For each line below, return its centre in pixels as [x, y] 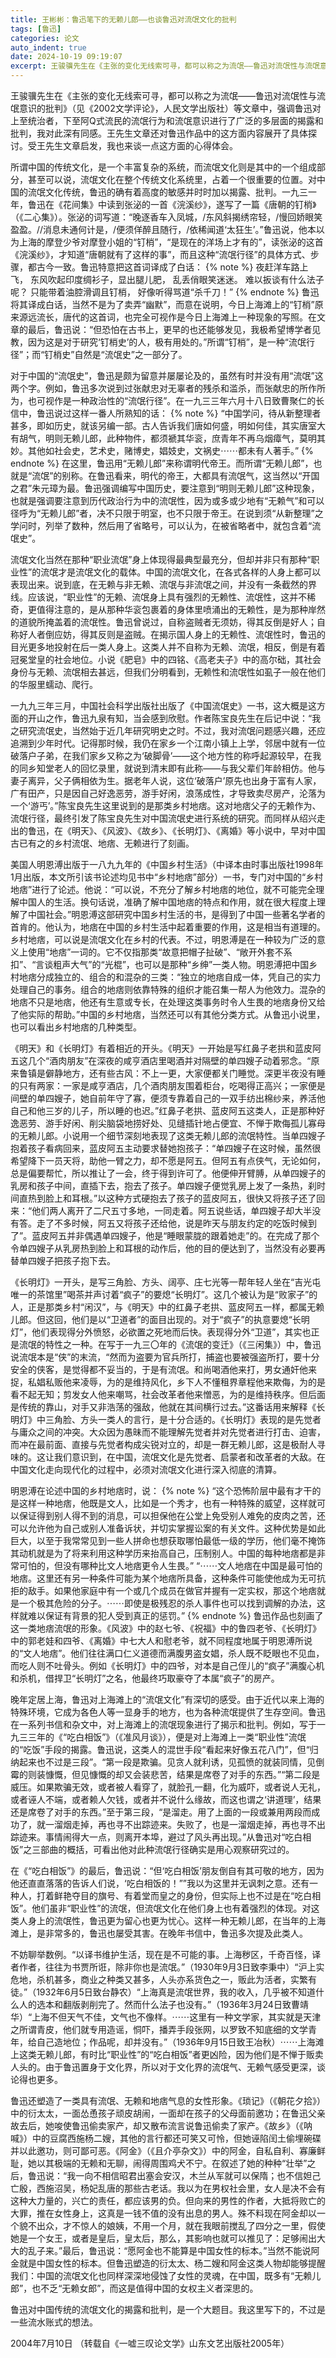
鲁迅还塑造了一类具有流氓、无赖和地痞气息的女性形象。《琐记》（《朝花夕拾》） [168, 2100]
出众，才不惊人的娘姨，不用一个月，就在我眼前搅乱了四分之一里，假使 [181, 2225]
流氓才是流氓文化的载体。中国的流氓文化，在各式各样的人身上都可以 [181, 572]
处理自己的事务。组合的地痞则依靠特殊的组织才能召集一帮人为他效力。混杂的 [168, 989]
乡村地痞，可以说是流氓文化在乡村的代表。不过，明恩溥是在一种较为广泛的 [163, 939]
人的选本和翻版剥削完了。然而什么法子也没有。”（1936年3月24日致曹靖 [163, 2004]
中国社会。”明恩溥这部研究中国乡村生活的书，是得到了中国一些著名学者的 [176, 914]
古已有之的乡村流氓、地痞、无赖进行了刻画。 [102, 843]
